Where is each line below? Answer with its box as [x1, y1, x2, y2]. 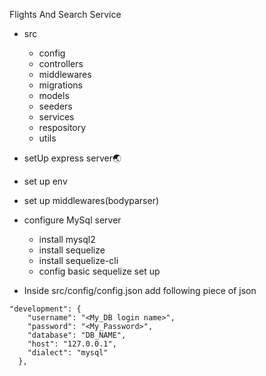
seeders [38, 100, 73, 112]
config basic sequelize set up [38, 265, 161, 277]
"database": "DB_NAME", [27, 330, 127, 340]
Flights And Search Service [9, 9, 122, 20]
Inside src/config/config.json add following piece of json [23, 285, 257, 296]
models [38, 90, 70, 101]
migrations [38, 79, 83, 91]
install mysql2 [38, 234, 96, 245]
